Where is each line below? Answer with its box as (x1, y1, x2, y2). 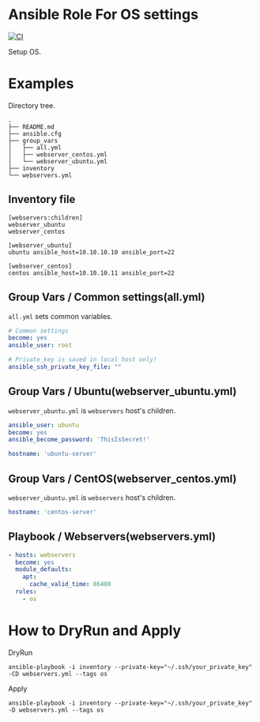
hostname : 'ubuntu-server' (8, 450, 97, 458)
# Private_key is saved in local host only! (8, 355, 157, 364)
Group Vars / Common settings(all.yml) (8, 291, 205, 304)
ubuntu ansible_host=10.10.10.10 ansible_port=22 (8, 248, 175, 256)
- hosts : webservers (8, 551, 77, 558)
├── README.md (8, 122, 55, 131)
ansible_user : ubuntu (8, 421, 80, 429)
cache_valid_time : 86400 (28, 581, 111, 589)
